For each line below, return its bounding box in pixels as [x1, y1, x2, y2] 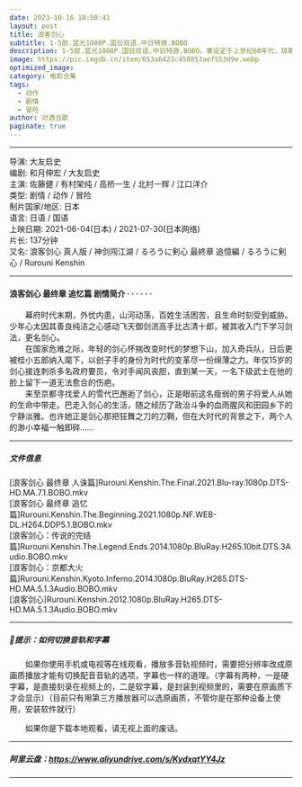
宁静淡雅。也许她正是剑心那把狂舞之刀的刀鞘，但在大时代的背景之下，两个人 [9, 411, 293, 422]
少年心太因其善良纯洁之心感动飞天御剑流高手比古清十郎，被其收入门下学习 [9, 321, 285, 332]
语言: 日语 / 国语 [9, 212, 69, 223]
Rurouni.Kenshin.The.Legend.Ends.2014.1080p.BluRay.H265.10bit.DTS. [20, 541, 281, 552]
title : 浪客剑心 [9, 30, 65, 39]
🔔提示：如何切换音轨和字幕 [9, 634, 110, 645]
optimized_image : [9, 64, 75, 73]
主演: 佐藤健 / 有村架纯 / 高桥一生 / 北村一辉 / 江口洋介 [9, 179, 209, 189]
